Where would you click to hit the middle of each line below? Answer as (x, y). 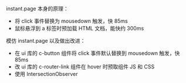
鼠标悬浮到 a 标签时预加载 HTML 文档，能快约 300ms (79, 28)
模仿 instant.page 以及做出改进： (46, 41)
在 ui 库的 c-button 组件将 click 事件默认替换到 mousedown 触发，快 (97, 53)
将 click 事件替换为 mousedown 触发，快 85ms (71, 21)
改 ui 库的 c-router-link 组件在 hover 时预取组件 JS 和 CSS (84, 67)
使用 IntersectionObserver (46, 74)
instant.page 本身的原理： (37, 8)
